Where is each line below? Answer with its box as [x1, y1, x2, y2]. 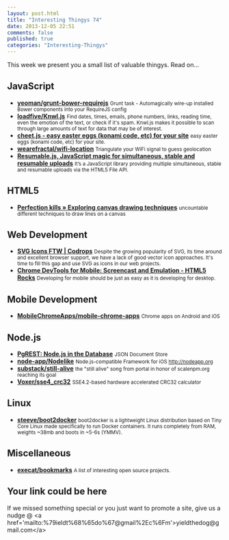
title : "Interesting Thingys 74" [7, 16, 103, 23]
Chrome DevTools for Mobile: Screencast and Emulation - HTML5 [16, 267, 206, 275]
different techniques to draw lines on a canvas [16, 210, 126, 217]
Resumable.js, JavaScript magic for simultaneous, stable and [16, 151, 196, 160]
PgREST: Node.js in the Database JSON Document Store [16, 350, 168, 358]
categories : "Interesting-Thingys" [7, 42, 109, 49]
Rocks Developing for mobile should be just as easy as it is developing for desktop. [16, 273, 216, 282]
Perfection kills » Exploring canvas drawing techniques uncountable [16, 203, 208, 211]
